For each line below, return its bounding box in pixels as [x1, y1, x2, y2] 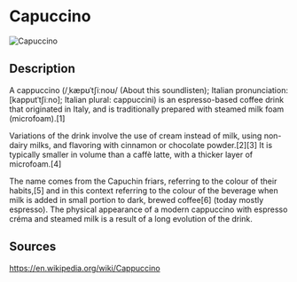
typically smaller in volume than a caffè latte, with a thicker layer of [9, 149, 254, 160]
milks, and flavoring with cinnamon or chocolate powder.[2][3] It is [29, 139, 273, 150]
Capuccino [9, 6, 91, 27]
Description [9, 61, 75, 76]
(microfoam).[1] [9, 113, 66, 123]
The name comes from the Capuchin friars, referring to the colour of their [9, 176, 277, 186]
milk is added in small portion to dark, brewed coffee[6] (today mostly [9, 194, 264, 205]
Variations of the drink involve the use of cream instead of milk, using [9, 130, 262, 141]
